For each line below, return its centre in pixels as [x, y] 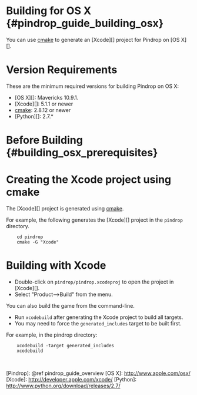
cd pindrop [30, 237]
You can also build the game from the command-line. [71, 305]
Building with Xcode [56, 266]
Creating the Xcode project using [89, 180]
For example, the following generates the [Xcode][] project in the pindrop [95, 220]
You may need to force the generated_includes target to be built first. [98, 323]
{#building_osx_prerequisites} [82, 153]
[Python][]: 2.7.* [34, 116]
